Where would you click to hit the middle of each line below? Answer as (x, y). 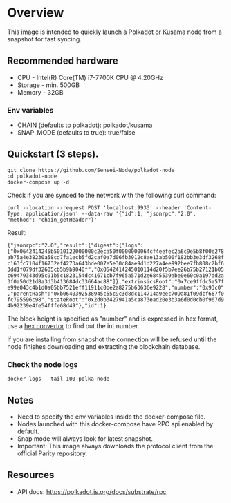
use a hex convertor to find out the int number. (73, 325)
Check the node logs (43, 364)
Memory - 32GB (40, 92)
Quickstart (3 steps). (53, 154)
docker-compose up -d (38, 182)
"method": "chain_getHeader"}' (52, 220)
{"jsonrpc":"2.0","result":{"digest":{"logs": (75, 245)
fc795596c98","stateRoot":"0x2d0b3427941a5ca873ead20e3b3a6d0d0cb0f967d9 (116, 300)
